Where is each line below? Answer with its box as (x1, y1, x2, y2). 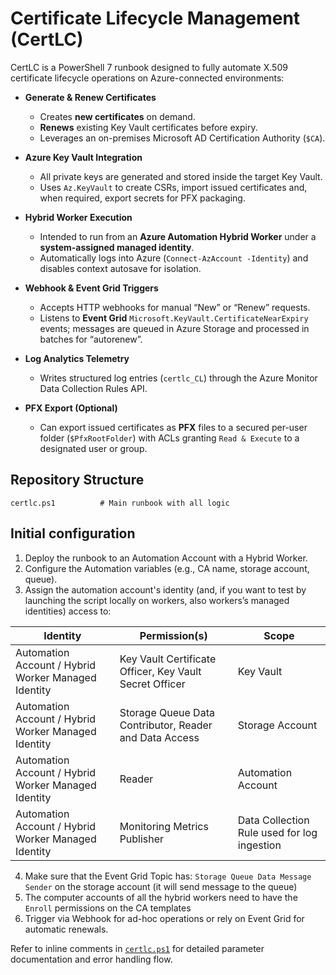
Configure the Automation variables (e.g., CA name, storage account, (24, 562, 310, 574)
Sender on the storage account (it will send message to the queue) (24, 880, 298, 892)
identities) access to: (24, 605, 112, 617)
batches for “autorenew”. (39, 333, 143, 345)
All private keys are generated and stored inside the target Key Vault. (39, 170, 323, 182)
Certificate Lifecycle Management (10, 7, 301, 30)
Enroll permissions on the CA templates (24, 902, 192, 914)
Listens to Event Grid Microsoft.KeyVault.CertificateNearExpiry (39, 312, 309, 324)
